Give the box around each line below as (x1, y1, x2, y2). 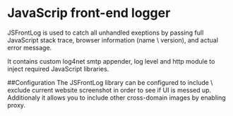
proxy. (7, 100, 26, 109)
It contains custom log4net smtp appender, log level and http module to (7, 57, 215, 65)
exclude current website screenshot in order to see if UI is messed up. (7, 86, 212, 94)
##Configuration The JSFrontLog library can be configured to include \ (7, 78, 213, 86)
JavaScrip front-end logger (7, 5, 171, 21)
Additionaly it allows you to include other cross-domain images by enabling (7, 93, 226, 102)
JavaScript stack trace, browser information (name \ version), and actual (7, 35, 219, 44)
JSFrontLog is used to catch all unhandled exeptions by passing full (7, 28, 204, 37)
